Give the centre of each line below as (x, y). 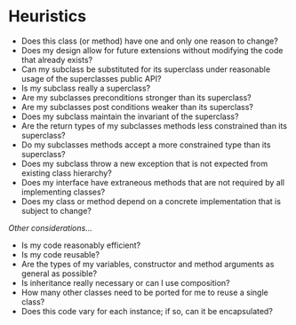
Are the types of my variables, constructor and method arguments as (148, 264)
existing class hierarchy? (66, 173)
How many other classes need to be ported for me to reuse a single (144, 292)
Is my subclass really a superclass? (86, 88)
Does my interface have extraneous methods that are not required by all (153, 182)
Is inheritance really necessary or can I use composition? (125, 282)
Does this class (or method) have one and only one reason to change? (150, 41)
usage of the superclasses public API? (91, 78)
